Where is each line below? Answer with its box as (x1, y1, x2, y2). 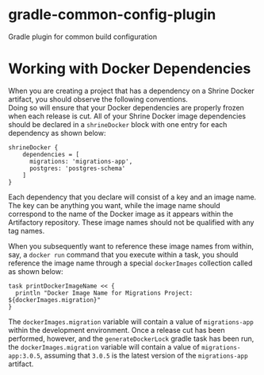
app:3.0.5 (8, 352, 41, 360)
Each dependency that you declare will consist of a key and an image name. (8, 192, 257, 202)
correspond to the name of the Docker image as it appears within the (8, 209, 234, 218)
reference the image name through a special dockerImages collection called (8, 258, 253, 268)
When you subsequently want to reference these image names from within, (8, 241, 254, 251)
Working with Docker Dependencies (8, 60, 251, 78)
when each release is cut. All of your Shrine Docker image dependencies (8, 111, 247, 121)
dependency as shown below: (8, 128, 106, 137)
